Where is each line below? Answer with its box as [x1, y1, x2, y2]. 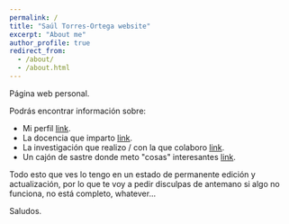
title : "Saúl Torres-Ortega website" [9, 22, 151, 31]
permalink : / [9, 13, 59, 22]
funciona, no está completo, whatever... [9, 188, 156, 199]
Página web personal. [9, 87, 90, 99]
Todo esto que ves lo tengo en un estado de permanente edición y [9, 168, 257, 180]
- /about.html [17, 64, 70, 73]
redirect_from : [9, 47, 67, 56]
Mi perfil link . [22, 122, 71, 133]
